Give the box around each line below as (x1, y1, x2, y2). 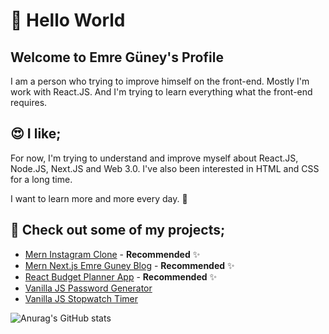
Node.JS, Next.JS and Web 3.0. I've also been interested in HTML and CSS (10, 162, 320, 174)
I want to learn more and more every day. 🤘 (10, 192, 188, 204)
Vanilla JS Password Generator (24, 282, 153, 294)
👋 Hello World (10, 9, 126, 32)
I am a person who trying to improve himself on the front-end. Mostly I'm (10, 75, 310, 87)
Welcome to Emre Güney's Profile (10, 49, 224, 66)
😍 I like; (10, 125, 62, 143)
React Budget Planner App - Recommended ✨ (24, 270, 218, 283)
